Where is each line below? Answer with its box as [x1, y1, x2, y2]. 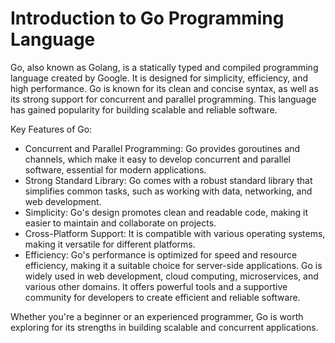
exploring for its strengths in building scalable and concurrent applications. [10, 321, 319, 333]
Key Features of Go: [10, 123, 93, 135]
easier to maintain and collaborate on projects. [24, 217, 217, 229]
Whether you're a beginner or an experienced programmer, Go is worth [10, 310, 304, 322]
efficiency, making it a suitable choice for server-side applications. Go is [24, 259, 323, 271]
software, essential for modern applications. [24, 163, 207, 176]
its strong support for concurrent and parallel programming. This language [10, 93, 317, 105]
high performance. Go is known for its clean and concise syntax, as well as [10, 82, 319, 94]
